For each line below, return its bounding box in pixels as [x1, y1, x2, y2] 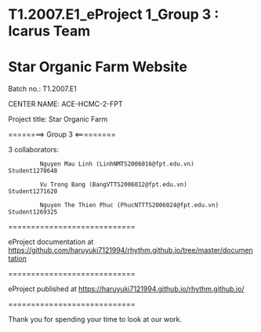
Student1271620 [8, 188, 58, 195]
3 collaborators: [8, 145, 60, 155]
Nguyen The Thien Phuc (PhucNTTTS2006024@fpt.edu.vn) [39, 202, 219, 210]
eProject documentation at [8, 237, 94, 246]
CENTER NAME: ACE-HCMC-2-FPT [8, 100, 123, 109]
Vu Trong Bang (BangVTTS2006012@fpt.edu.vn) [39, 181, 188, 189]
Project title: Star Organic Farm [8, 115, 108, 124]
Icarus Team [8, 22, 91, 40]
